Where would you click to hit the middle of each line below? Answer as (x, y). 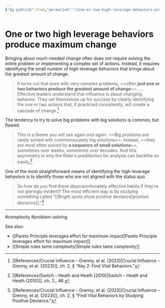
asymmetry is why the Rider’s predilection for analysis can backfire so (88, 156)
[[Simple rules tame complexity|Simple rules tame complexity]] (76, 246)
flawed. (13, 125)
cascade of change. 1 (38, 110)
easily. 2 (25, 161)
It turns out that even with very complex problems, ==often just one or (88, 83)
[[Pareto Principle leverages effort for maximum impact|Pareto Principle (84, 236)
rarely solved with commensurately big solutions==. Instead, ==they (86, 140)
